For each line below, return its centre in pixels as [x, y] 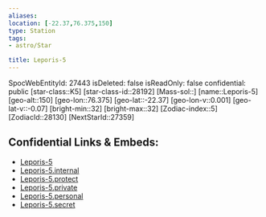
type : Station [32, 31]
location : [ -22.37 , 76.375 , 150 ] [61, 23]
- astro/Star [30, 46]
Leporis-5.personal [51, 196]
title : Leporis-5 [37, 60]
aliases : [23, 16]
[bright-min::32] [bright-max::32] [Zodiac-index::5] [134, 108]
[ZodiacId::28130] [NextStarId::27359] [72, 117]
